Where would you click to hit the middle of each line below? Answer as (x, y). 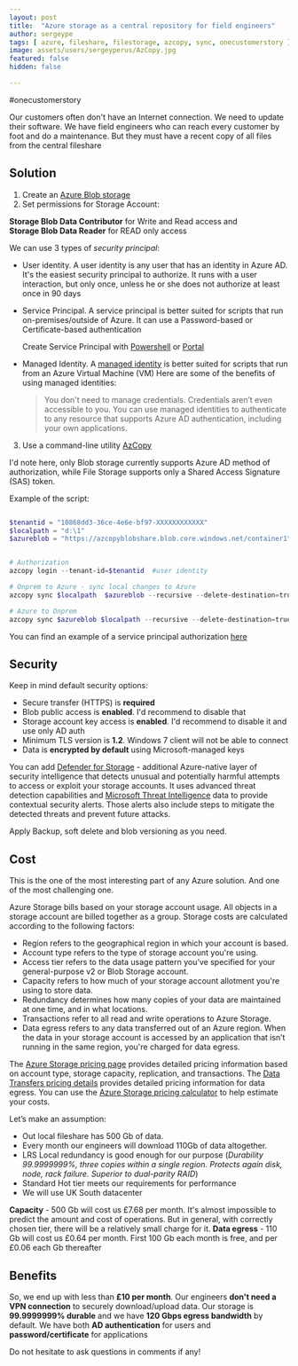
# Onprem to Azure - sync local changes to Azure (103, 587)
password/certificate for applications (78, 1335)
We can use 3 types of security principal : (84, 247)
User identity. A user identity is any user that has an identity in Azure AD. (155, 265)
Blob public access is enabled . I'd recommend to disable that (134, 712)
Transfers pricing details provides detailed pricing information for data (137, 1083)
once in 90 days (51, 293)
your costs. (30, 1102)
